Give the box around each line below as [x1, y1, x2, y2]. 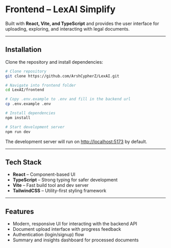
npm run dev [5, 129, 31, 134]
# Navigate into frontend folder [5, 82, 76, 88]
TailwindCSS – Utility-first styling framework [12, 187, 107, 194]
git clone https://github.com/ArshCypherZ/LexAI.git [5, 73, 120, 78]
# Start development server [5, 124, 65, 129]
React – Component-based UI [12, 172, 75, 178]
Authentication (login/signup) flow [12, 232, 84, 238]
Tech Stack [5, 158, 42, 167]
